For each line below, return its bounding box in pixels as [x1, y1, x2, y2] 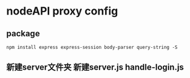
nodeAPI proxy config [6, 4, 118, 18]
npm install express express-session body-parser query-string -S [6, 44, 178, 50]
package [6, 28, 41, 39]
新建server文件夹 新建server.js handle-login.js [6, 62, 184, 73]
